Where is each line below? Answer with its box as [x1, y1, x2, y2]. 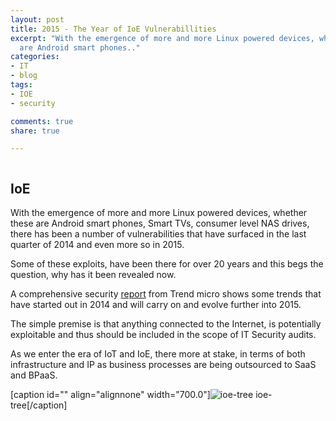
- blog [10, 71, 38, 81]
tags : [10, 80, 33, 90]
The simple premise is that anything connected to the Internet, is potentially [10, 318, 322, 330]
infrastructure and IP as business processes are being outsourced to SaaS [10, 359, 317, 371]
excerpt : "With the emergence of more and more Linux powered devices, [10, 33, 315, 43]
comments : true [10, 116, 74, 126]
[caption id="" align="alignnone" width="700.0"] [10, 389, 211, 401]
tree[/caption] [10, 399, 68, 411]
